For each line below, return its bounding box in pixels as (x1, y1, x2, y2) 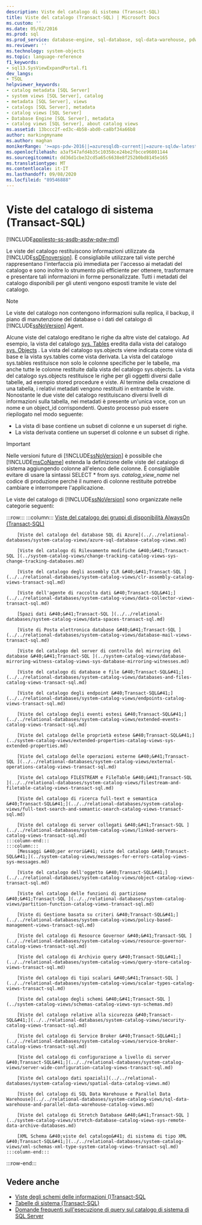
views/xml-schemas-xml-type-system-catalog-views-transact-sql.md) (6, 1144, 179, 1150)
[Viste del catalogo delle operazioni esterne (17, 753, 136, 760)
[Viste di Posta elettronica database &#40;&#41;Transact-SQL (17, 626, 176, 633)
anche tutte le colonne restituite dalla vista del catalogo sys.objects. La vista (6, 365, 195, 373)
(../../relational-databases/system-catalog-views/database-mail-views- (6, 632, 192, 638)
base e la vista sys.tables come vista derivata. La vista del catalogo (6, 353, 173, 360)
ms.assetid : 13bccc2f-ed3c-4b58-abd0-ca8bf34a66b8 (6, 127, 136, 133)
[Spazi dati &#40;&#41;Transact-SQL (17, 611, 109, 617)
